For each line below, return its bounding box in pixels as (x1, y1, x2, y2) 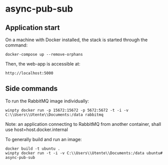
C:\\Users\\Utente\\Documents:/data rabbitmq (5, 112, 103, 117)
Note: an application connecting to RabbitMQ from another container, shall (5, 121, 161, 127)
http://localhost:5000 (5, 71, 53, 76)
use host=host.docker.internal (5, 126, 68, 133)
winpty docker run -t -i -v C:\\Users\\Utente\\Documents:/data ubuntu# (5, 150, 163, 155)
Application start (5, 23, 60, 32)
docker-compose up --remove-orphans (5, 52, 83, 57)
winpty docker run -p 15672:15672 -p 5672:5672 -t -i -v (5, 108, 129, 113)
